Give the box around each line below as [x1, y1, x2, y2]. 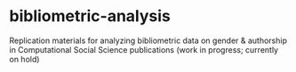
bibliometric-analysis [9, 6, 172, 26]
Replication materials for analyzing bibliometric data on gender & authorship [9, 35, 287, 46]
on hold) [9, 54, 40, 64]
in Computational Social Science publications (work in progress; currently [9, 44, 278, 54]
